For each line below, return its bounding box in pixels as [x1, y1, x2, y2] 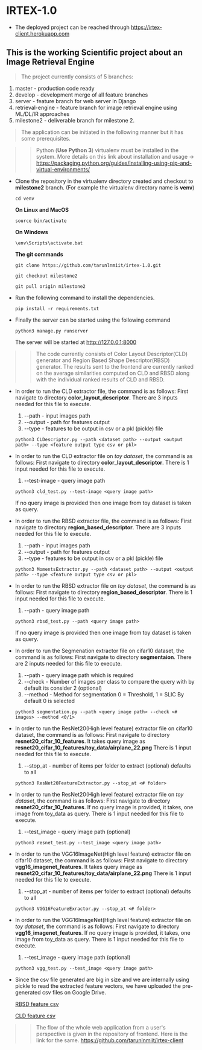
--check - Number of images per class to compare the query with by [24, 678, 195, 685]
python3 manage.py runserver [14, 328, 89, 334]
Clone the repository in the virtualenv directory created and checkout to [14, 177, 194, 185]
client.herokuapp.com [14, 30, 70, 37]
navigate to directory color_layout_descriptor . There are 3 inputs [14, 393, 178, 401]
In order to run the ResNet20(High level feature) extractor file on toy [14, 791, 184, 798]
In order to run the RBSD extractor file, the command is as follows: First [14, 517, 192, 524]
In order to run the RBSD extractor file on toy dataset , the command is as [14, 582, 197, 589]
